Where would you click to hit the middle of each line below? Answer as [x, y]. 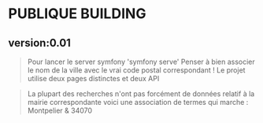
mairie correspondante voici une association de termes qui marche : [138, 102]
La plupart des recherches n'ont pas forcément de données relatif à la [141, 94]
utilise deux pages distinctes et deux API [93, 78]
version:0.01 [39, 43]
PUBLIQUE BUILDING [77, 14]
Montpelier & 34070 [60, 110]
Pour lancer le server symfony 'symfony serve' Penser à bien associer [141, 61]
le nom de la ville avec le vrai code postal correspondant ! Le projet [136, 70]
